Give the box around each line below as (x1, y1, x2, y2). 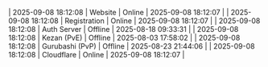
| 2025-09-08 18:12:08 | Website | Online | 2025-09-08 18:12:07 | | (8, 8, 229, 17)
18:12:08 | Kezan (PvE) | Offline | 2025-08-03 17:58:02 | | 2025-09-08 (8, 33, 241, 42)
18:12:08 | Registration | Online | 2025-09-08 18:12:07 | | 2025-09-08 (31, 16, 261, 26)
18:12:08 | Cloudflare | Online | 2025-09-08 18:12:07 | (8, 50, 185, 59)
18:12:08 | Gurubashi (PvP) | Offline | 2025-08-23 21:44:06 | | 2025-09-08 (8, 41, 255, 51)
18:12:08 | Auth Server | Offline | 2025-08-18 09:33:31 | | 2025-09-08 (8, 25, 239, 33)
